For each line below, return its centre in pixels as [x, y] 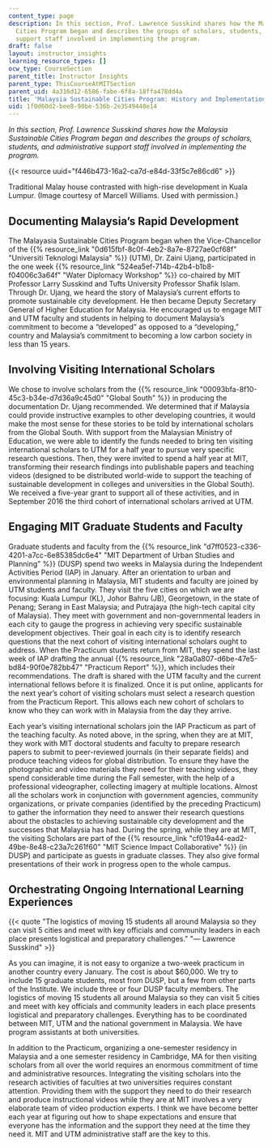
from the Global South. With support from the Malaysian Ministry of [121, 432]
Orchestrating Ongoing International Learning [126, 889]
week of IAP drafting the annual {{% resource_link [92, 658]
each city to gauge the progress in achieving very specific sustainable [125, 624]
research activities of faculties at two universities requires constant [120, 1082]
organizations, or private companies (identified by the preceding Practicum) [135, 804]
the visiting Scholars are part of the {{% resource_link [98, 838]
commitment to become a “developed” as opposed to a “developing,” [123, 326]
